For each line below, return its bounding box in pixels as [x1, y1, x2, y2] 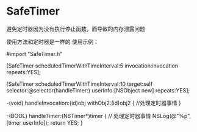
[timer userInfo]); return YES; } [6, 119, 84, 126]
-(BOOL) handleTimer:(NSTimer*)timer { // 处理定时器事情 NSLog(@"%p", [6, 112, 192, 119]
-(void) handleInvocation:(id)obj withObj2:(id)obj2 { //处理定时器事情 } [6, 99, 181, 106]
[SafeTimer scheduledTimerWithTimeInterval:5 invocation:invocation [6, 62, 179, 69]
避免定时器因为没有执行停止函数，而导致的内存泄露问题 [6, 25, 145, 32]
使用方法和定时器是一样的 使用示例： [6, 38, 99, 45]
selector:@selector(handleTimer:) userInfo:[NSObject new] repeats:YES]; [6, 86, 190, 94]
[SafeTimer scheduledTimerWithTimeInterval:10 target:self [6, 80, 153, 88]
